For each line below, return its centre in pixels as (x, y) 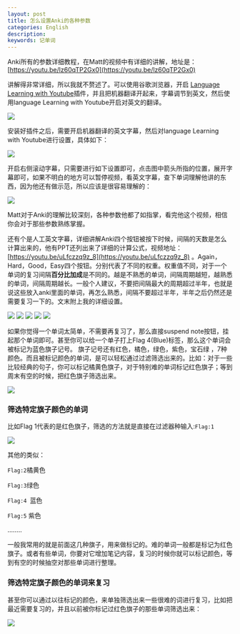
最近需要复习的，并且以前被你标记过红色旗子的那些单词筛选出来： (104, 608)
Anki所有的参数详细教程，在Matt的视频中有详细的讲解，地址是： (102, 62)
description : (27, 34)
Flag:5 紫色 (24, 515)
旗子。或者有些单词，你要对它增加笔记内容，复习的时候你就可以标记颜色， (117, 553)
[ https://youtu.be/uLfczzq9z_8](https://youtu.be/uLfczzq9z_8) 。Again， (114, 257)
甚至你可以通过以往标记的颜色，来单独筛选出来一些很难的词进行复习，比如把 (120, 600)
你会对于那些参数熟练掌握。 (48, 224)
